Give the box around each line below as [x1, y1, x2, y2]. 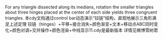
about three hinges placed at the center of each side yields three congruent [5, 9, 157, 15]
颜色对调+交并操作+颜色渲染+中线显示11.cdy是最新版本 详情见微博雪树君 [12, 27, 158, 33]
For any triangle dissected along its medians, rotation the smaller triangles [5, 4, 154, 10]
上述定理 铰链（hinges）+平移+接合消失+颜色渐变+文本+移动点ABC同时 [9, 21, 154, 27]
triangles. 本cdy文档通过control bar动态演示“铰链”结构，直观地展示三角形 [5, 15, 152, 21]
